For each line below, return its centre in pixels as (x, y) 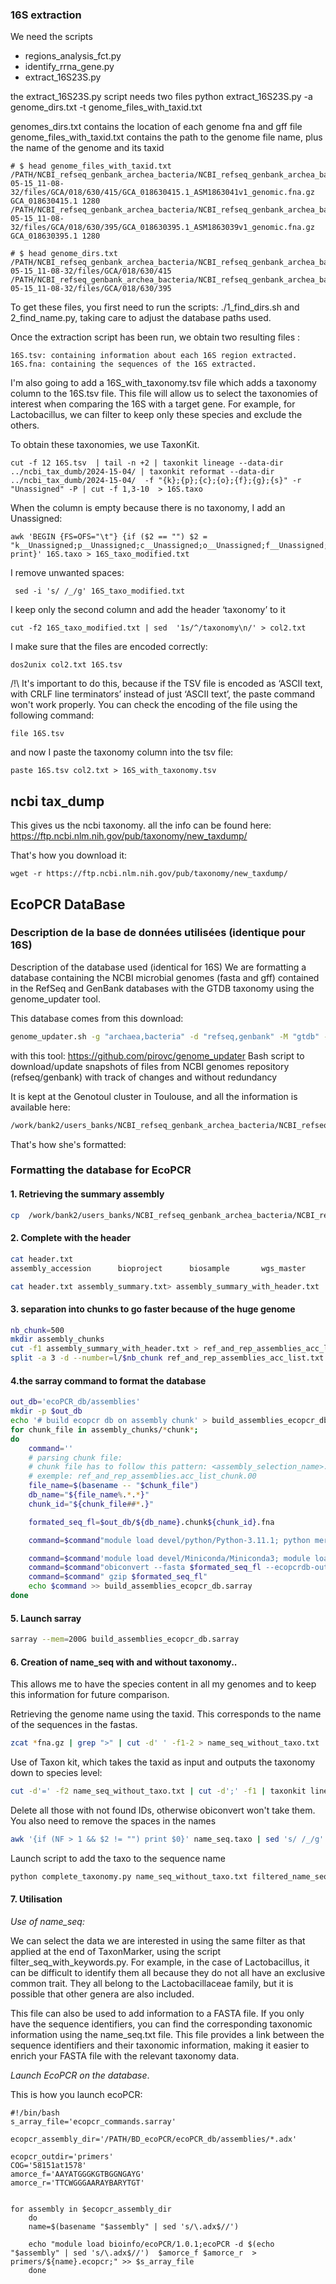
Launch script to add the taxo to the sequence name (118, 1858)
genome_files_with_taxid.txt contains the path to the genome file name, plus (166, 137)
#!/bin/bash (35, 2113)
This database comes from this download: (97, 1018)
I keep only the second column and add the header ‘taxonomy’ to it (148, 610)
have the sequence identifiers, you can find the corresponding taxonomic (161, 2024)
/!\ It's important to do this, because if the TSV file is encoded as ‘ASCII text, (166, 684)
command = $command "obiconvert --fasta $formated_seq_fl (145, 1568)
